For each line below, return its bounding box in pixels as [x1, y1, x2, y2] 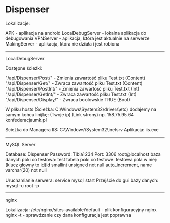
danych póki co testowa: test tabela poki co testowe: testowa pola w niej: [5, 156, 158, 162]
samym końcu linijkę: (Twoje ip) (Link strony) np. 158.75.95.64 [5, 111, 134, 117]
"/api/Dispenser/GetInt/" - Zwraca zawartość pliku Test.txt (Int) [5, 91, 137, 97]
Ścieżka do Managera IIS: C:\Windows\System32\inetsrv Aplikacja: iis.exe [5, 126, 159, 132]
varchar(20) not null [5, 167, 47, 173]
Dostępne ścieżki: [5, 65, 43, 71]
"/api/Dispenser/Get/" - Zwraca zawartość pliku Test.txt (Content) [5, 80, 143, 86]
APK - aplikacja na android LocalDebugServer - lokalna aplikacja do [5, 30, 147, 36]
